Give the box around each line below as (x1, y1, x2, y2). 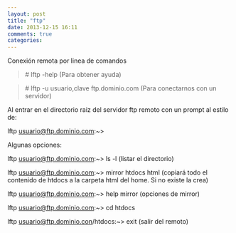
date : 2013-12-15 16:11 (7, 24, 78, 31)
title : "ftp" (7, 17, 46, 24)
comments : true (7, 30, 53, 38)
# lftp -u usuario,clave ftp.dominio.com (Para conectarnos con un (24, 84, 217, 93)
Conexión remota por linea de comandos (7, 56, 127, 65)
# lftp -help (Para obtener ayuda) (24, 71, 122, 79)
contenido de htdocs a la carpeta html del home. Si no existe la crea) (7, 176, 208, 185)
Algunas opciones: (7, 140, 62, 150)
